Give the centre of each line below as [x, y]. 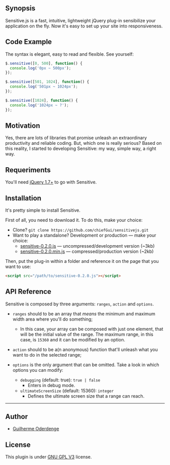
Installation [23, 198]
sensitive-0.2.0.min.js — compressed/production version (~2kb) [87, 251]
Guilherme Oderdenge [36, 429]
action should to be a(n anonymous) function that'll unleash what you [85, 350]
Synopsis [20, 8]
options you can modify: [38, 370]
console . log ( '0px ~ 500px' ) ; [40, 68]
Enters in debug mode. [51, 385]
